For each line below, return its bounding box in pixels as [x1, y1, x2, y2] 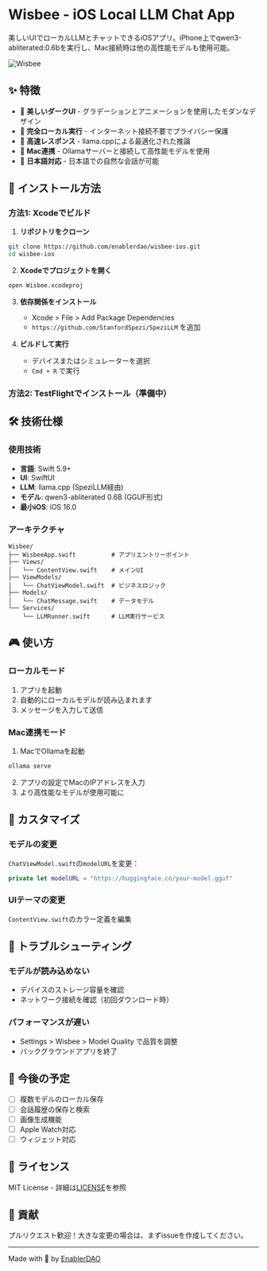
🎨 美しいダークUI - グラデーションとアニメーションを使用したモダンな [19, 106, 250, 116]
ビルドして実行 [19, 340, 69, 349]
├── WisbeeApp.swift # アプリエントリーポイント [8, 550, 190, 558]
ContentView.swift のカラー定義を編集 [8, 914, 132, 923]
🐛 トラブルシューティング [8, 940, 133, 954]
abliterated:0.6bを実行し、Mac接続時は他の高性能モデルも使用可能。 [8, 42, 234, 52]
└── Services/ [8, 604, 56, 612]
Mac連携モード [8, 726, 67, 737]
